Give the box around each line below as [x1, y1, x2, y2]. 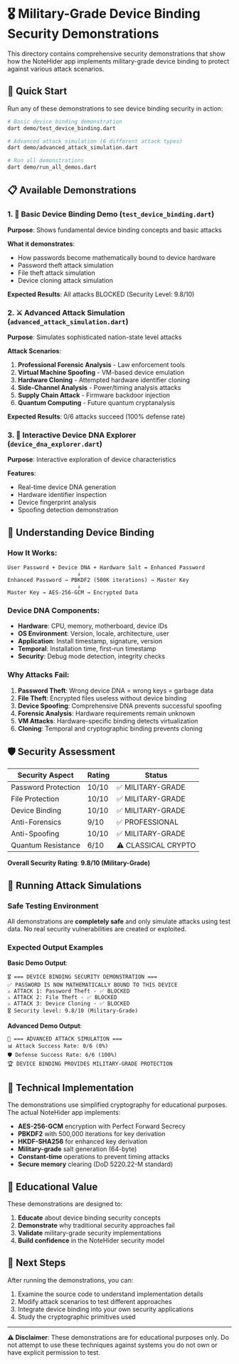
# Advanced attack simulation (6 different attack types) [7, 137, 183, 145]
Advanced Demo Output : [7, 1022, 83, 1030]
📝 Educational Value [7, 1180, 98, 1193]
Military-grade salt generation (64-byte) [17, 1145, 137, 1153]
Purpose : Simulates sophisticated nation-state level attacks [7, 333, 182, 341]
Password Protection [11, 783, 80, 793]
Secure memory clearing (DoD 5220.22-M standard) [17, 1160, 174, 1168]
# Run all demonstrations [7, 157, 84, 164]
